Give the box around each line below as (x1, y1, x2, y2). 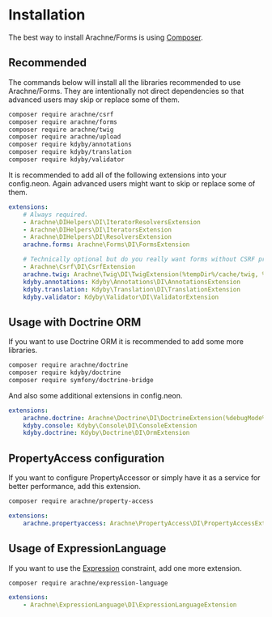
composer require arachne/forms (8, 117, 117, 126)
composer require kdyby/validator (8, 155, 125, 164)
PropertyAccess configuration (8, 451, 165, 465)
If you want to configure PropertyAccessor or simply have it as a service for (8, 473, 261, 483)
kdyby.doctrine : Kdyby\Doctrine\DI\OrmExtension (23, 429, 190, 437)
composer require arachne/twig (8, 126, 114, 134)
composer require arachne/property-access (8, 497, 154, 505)
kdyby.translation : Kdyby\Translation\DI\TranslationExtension (23, 285, 241, 293)
